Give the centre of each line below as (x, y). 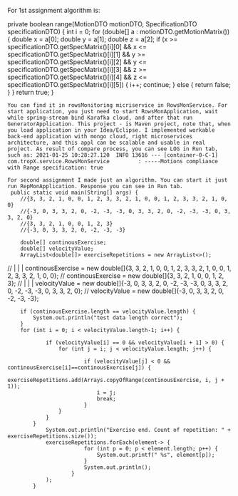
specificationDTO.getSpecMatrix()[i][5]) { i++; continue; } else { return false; (119, 84)
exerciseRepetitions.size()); (52, 436)
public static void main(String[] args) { (74, 192)
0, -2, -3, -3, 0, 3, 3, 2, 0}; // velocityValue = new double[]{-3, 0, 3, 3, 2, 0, (116, 291)
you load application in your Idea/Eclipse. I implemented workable (111, 130)
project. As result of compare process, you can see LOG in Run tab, (113, 149)
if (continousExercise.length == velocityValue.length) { (108, 311)
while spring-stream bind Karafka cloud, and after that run (100, 118)
